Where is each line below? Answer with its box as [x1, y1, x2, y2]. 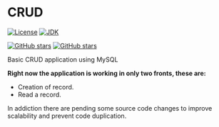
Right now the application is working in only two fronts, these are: [7, 69, 206, 77]
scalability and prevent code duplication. [7, 111, 127, 120]
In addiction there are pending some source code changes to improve [7, 104, 213, 112]
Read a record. [17, 90, 62, 99]
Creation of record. [17, 82, 74, 91]
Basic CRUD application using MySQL [7, 55, 118, 64]
